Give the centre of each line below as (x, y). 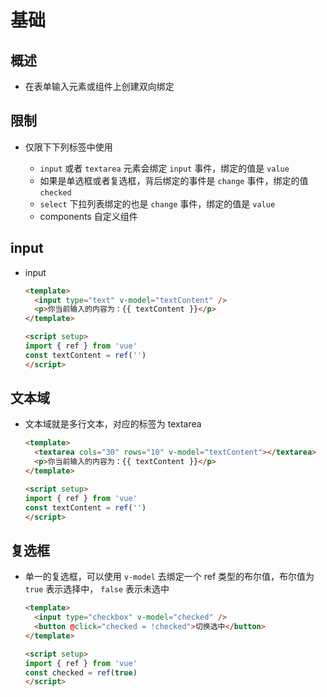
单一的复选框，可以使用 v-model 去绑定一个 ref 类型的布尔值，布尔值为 (169, 577)
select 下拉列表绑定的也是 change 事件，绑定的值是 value (157, 203)
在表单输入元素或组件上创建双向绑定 (99, 86)
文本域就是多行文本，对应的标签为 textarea (113, 424)
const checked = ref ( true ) (81, 672)
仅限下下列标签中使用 (68, 147)
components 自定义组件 (88, 216)
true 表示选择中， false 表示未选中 (97, 589)
